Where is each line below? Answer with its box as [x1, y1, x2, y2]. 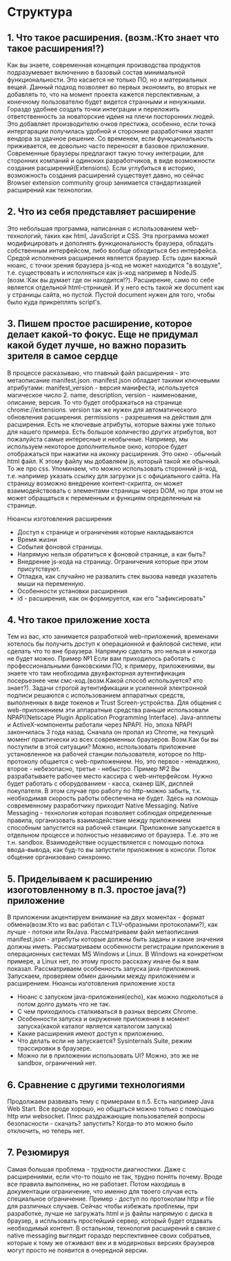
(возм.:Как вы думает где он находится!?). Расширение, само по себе [7, 275, 214, 284]
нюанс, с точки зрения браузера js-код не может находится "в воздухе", [7, 261, 222, 269]
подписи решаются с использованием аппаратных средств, [7, 691, 185, 700]
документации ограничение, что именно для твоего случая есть [7, 1187, 198, 1195]
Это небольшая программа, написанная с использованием [7, 224, 183, 233]
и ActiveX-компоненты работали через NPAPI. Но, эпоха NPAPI [7, 720, 193, 729]
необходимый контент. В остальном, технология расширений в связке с [7, 1224, 221, 1232]
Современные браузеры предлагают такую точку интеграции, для [7, 149, 204, 157]
